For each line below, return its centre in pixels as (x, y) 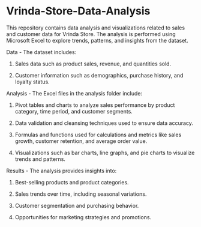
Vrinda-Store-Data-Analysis (78, 11)
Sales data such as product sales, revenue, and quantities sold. (93, 64)
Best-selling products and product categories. (72, 182)
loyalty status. (32, 82)
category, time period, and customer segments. (74, 111)
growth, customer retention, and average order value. (81, 141)
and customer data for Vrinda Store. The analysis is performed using (91, 34)
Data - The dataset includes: (41, 52)
